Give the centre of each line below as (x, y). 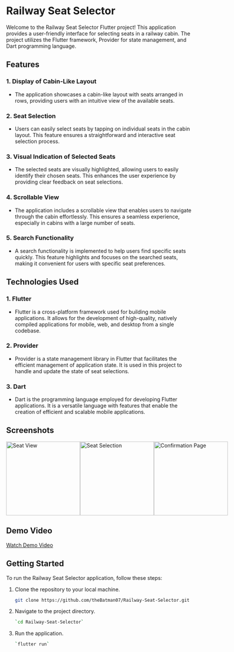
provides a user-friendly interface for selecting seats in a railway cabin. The (98, 33)
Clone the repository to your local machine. (67, 589)
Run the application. (39, 634)
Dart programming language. (41, 46)
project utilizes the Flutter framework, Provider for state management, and (96, 40)
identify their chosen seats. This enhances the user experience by (95, 176)
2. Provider (22, 345)
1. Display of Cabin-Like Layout (51, 81)
